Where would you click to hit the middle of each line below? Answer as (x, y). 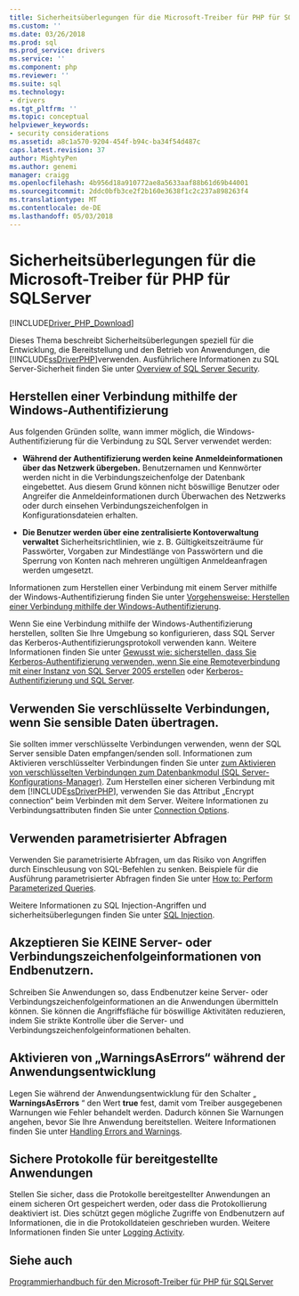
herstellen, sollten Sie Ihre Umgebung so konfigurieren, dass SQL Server (142, 633)
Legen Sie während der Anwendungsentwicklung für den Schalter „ (133, 1093)
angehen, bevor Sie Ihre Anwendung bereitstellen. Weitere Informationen (143, 1121)
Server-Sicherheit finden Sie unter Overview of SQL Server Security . (135, 368)
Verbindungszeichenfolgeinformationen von (135, 957)
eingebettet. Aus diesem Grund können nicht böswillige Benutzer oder (151, 487)
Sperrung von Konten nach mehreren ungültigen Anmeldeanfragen (145, 561)
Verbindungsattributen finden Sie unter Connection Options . (119, 811)
